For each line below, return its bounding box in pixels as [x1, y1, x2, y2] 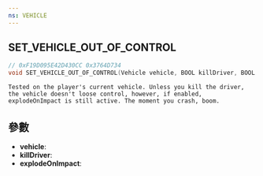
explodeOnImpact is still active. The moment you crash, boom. [8, 97, 220, 105]
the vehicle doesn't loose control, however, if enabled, [8, 90, 202, 99]
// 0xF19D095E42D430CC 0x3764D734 [8, 62, 122, 69]
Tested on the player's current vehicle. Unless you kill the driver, [8, 84, 245, 92]
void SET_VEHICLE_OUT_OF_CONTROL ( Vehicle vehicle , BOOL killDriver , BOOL [8, 69, 256, 77]
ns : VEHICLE [8, 11, 47, 20]
